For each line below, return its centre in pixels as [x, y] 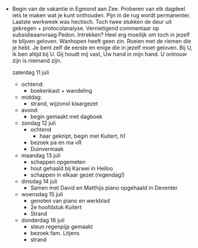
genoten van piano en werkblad [70, 201]
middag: [31, 97]
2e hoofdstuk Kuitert [56, 207]
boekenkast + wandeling [61, 90]
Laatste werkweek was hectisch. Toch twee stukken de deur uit [92, 22]
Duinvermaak [47, 149]
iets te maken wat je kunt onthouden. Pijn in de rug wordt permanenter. [101, 15]
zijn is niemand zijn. [37, 61]
